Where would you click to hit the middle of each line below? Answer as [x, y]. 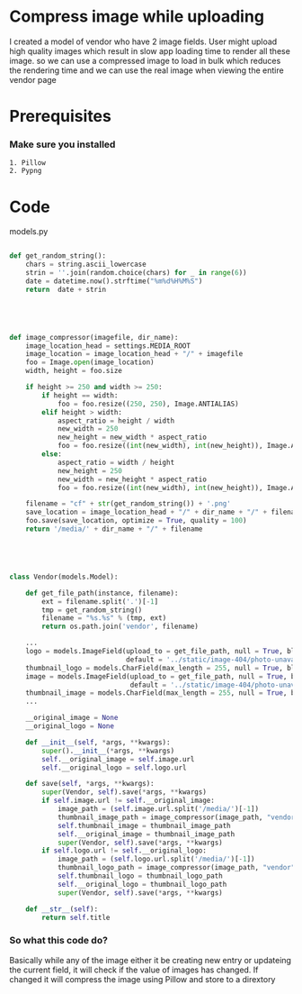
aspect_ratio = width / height [116, 462]
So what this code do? [58, 941]
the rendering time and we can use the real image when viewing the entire [147, 70]
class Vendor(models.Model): [64, 577]
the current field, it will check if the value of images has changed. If [134, 970]
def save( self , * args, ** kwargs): [90, 784]
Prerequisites [61, 117]
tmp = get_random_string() [92, 610]
